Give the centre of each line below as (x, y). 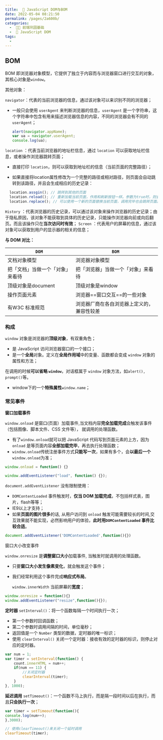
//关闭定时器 (34, 672)
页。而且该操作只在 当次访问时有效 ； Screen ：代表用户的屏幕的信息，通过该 (81, 224)
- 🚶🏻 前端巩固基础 (27, 28)
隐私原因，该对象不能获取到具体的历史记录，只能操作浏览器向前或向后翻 (81, 217)
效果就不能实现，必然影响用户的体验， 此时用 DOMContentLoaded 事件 (83, 520)
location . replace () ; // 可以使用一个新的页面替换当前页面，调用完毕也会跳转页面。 (85, 201)
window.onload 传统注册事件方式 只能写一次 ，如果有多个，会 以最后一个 (81, 452)
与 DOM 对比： (20, 240)
